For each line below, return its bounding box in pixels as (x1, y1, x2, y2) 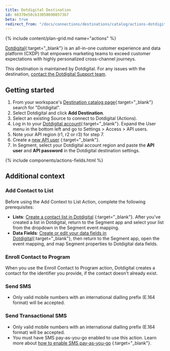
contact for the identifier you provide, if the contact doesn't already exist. (5, 270, 158, 276)
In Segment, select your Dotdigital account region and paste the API (12, 142, 155, 148)
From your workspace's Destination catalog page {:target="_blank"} (12, 99, 153, 105)
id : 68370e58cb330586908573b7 (5, 12, 69, 17)
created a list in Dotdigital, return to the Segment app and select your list (12, 219, 164, 225)
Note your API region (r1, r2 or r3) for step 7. (12, 131, 105, 138)
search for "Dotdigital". (12, 105, 61, 111)
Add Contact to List (5, 187, 54, 194)
